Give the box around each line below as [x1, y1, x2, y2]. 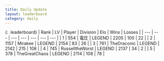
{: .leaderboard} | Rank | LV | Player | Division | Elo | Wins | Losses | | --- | [5, 30, 153, 35]
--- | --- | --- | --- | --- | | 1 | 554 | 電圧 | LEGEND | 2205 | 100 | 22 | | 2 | [10, 35, 156, 41]
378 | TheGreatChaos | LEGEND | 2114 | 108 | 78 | [5, 51, 105, 57]
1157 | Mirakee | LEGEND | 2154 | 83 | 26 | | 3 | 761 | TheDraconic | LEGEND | [5, 41, 160, 46]
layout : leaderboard [5, 12, 47, 16]
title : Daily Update [5, 7, 47, 12]
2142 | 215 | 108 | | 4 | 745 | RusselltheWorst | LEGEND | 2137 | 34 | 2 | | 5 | [5, 46, 155, 51]
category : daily [5, 16, 38, 21]
